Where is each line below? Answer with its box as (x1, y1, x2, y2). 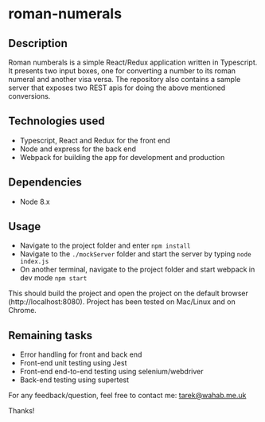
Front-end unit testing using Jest (19, 358, 127, 368)
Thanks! (8, 406, 35, 416)
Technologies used (8, 115, 105, 128)
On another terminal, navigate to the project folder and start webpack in (19, 264, 255, 275)
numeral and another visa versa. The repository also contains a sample (8, 75, 241, 84)
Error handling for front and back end (19, 350, 142, 359)
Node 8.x (19, 197, 50, 206)
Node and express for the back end (19, 144, 137, 154)
